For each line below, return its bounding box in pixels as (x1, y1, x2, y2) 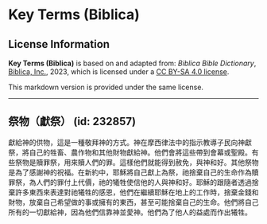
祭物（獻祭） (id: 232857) (8, 115, 137, 128)
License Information (8, 37, 110, 51)
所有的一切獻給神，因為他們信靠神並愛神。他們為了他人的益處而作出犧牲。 (8, 207, 252, 217)
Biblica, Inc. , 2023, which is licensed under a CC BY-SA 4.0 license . (8, 67, 230, 77)
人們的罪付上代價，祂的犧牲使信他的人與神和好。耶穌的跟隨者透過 (35, 177, 252, 187)
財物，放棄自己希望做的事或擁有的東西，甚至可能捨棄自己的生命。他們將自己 (8, 197, 259, 206)
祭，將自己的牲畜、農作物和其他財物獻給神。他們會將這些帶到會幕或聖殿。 (8, 147, 252, 157)
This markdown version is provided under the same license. (8, 82, 204, 92)
